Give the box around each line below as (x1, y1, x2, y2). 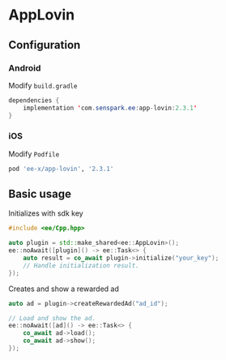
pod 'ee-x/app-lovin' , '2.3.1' (8, 165, 114, 173)
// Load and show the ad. (8, 314, 96, 322)
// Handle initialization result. (23, 261, 139, 269)
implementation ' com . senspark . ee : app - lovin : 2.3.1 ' (23, 104, 198, 112)
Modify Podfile (8, 148, 60, 159)
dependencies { (8, 96, 60, 105)
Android (8, 62, 41, 74)
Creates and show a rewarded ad (8, 284, 119, 294)
